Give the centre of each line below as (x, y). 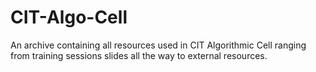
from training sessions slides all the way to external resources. (139, 55)
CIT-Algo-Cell (69, 17)
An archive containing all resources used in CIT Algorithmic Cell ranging (158, 45)
